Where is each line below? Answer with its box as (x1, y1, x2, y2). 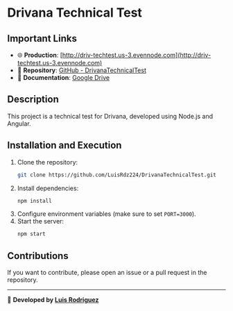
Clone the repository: (17, 158, 78, 166)
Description (7, 94, 59, 106)
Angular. (7, 119, 31, 128)
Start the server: (17, 217, 64, 226)
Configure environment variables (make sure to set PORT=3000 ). (17, 210, 196, 218)
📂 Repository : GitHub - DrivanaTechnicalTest (17, 66, 147, 74)
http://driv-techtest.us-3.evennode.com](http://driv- (62, 51, 212, 59)
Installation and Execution (7, 140, 122, 151)
